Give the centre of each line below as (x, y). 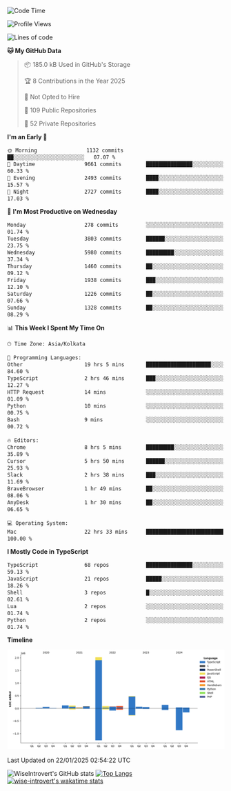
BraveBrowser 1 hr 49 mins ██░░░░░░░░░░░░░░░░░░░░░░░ (115, 489)
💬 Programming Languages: (44, 358)
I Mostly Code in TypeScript (48, 551)
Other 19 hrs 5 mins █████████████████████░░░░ (115, 365)
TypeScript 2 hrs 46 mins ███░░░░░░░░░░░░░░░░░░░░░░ (115, 379)
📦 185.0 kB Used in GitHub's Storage (77, 64)
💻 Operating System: (38, 523)
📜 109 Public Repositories (60, 110)
